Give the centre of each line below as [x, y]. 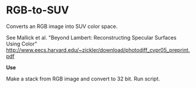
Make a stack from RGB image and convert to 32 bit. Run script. [83, 79]
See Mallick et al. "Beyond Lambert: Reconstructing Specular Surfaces [92, 37]
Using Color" [22, 44]
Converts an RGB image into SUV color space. [62, 26]
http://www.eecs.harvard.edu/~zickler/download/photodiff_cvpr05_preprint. [98, 50]
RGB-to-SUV [38, 10]
